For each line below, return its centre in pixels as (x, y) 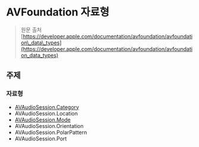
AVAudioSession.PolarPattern (51, 132)
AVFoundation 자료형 (58, 12)
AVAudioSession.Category (47, 107)
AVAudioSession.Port (41, 138)
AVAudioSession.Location (46, 113)
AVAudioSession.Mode (43, 120)
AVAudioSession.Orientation (49, 126)
